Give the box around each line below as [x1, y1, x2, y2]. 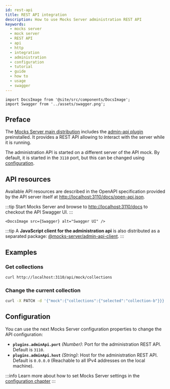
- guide [10, 69, 26, 74]
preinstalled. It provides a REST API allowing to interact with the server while [5, 134, 165, 140]
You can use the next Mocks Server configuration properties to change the [5, 326, 162, 332]
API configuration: [5, 331, 43, 337]
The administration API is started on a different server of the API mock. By [5, 149, 160, 156]
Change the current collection [5, 287, 81, 294]
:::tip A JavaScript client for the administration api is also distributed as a [5, 228, 160, 234]
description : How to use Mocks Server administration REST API [5, 17, 142, 22]
